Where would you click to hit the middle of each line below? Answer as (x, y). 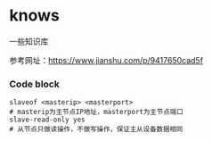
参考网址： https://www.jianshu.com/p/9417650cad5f (106, 60)
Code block (34, 84)
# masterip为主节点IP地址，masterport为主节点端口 (97, 112)
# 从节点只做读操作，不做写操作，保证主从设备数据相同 (96, 129)
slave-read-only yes (48, 120)
